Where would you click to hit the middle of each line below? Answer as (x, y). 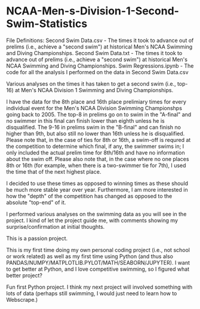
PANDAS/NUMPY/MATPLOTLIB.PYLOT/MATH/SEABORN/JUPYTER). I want (98, 262)
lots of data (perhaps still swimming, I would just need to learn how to (92, 293)
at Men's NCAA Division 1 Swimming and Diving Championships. (94, 90)
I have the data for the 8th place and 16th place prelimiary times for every (96, 102)
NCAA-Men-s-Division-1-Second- (93, 11)
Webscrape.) (22, 299)
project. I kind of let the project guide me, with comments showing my (92, 220)
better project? (24, 275)
